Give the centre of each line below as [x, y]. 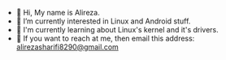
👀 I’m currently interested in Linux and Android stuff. [103, 21]
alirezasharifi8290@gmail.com [67, 47]
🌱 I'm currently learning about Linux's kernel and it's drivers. [117, 30]
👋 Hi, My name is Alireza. [58, 13]
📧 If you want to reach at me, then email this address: [105, 38]
